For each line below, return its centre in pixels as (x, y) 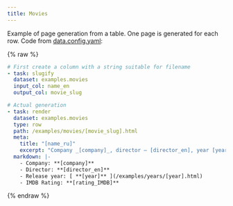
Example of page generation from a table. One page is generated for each (113, 33)
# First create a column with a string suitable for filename (99, 67)
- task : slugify (31, 74)
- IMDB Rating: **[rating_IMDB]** (69, 182)
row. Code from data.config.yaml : (55, 41)
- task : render (29, 112)
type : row (27, 125)
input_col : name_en (42, 86)
